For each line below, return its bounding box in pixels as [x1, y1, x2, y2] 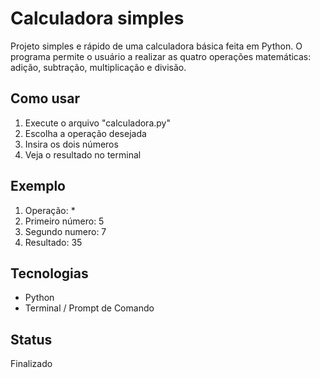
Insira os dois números [24, 138, 119, 150]
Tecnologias [10, 265, 89, 282]
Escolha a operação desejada [24, 127, 147, 139]
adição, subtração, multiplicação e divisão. [10, 61, 187, 73]
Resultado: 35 [24, 236, 83, 248]
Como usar [10, 90, 81, 107]
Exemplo [10, 178, 66, 195]
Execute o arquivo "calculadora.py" [24, 117, 171, 129]
